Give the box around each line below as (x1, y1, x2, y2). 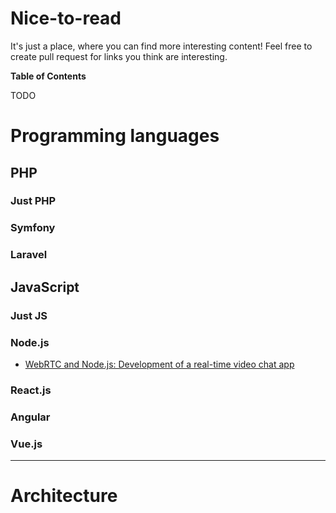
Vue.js (10, 437, 43, 451)
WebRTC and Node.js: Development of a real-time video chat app (24, 358, 295, 370)
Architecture (10, 485, 118, 507)
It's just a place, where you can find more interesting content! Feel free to (10, 40, 313, 52)
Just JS (10, 308, 48, 322)
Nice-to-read (10, 7, 122, 30)
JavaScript (10, 278, 80, 296)
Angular (10, 410, 51, 424)
